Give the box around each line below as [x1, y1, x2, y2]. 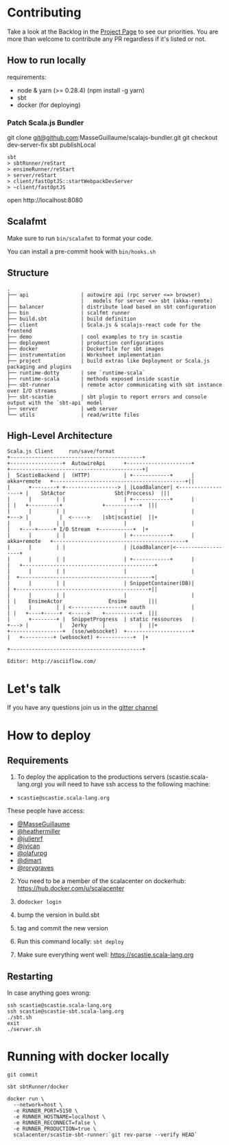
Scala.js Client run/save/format [7, 448, 115, 455]
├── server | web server [7, 405, 118, 412]
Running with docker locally [7, 1049, 169, 1064]
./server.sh [7, 1026, 41, 1033]
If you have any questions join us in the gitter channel [7, 703, 158, 712]
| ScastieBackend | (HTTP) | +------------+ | [7, 472, 195, 479]
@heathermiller [16, 828, 61, 836]
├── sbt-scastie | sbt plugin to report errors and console [7, 393, 207, 400]
